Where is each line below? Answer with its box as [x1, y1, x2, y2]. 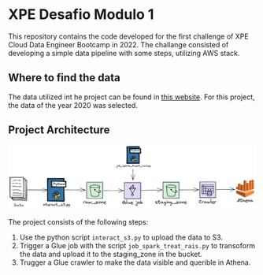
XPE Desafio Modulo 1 [8, 6, 154, 24]
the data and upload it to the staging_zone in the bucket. [19, 249, 203, 258]
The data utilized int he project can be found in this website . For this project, [8, 92, 255, 102]
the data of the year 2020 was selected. [8, 100, 138, 110]
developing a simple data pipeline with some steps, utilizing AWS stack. [8, 48, 240, 58]
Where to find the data [8, 71, 120, 84]
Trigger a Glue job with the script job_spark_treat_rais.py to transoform [19, 240, 256, 250]
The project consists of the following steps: [8, 217, 149, 226]
